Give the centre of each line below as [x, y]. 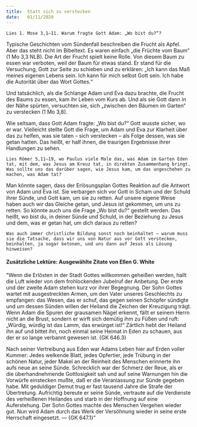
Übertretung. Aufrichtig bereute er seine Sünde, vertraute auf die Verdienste [98, 392]
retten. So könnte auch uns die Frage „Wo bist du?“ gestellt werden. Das [94, 210]
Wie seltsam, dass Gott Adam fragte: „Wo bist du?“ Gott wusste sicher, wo [96, 123]
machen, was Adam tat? [34, 174]
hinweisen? [19, 249]
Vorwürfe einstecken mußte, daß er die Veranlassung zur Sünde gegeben [95, 380]
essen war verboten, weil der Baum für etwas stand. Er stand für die [89, 63]
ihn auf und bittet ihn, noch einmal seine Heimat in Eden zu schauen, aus [94, 331]
